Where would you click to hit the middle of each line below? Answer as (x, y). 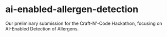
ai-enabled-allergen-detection (72, 9)
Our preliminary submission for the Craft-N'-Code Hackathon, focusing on (84, 23)
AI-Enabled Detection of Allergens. (42, 28)
